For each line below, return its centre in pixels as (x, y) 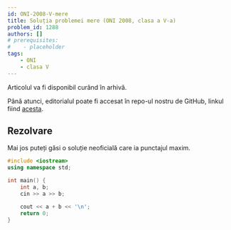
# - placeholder (36, 47)
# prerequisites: (33, 41)
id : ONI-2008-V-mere (38, 14)
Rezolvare (30, 131)
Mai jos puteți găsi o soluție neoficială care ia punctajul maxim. (99, 148)
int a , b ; (35, 187)
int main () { (27, 181)
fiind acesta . (26, 108)
